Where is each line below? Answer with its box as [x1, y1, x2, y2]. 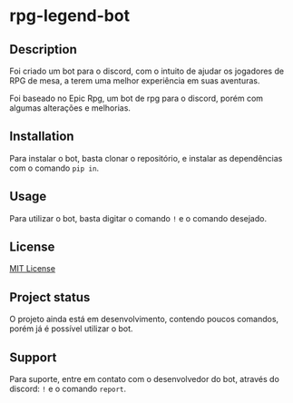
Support [9, 349, 57, 365]
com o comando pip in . [9, 162, 100, 173]
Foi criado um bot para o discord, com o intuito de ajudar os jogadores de [9, 65, 284, 76]
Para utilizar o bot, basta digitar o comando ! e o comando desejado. [9, 212, 268, 223]
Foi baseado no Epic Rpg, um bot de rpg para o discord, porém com [9, 93, 264, 103]
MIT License [9, 263, 56, 274]
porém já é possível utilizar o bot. [9, 323, 133, 334]
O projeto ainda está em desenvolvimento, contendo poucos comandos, [9, 314, 279, 325]
